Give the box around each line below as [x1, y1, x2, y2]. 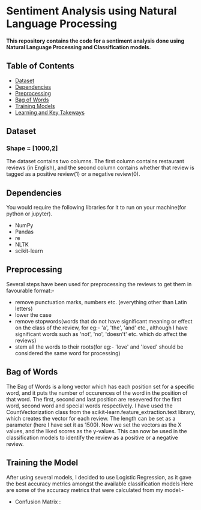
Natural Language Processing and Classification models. [6, 43, 151, 50]
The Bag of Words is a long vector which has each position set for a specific [6, 383, 195, 390]
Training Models [14, 102, 55, 109]
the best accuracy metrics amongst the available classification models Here [6, 480, 194, 487]
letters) [14, 305, 33, 312]
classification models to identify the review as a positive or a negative [6, 434, 178, 441]
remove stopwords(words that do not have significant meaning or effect [14, 317, 193, 325]
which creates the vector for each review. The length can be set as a [6, 415, 176, 422]
